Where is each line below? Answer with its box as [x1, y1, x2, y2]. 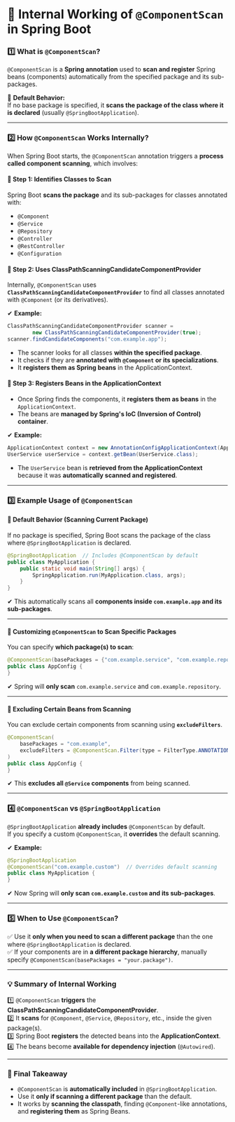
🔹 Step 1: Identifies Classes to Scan [7, 175, 112, 184]
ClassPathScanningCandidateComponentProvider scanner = [7, 322, 173, 330]
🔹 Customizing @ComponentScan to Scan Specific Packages [7, 627, 177, 636]
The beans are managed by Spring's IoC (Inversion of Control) [17, 410, 201, 418]
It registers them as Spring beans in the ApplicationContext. [17, 363, 193, 371]
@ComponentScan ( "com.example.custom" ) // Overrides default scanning [7, 863, 218, 870]
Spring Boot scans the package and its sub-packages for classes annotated [7, 191, 228, 199]
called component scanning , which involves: [7, 159, 138, 167]
